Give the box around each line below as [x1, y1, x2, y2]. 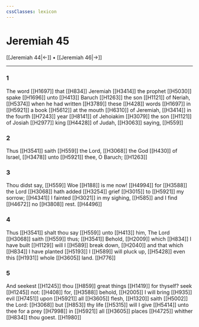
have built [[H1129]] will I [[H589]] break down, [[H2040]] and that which [6, 241, 184, 249]
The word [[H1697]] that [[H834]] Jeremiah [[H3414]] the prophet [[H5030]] [6, 87, 192, 95]
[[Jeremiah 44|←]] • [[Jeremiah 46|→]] [6, 54, 102, 61]
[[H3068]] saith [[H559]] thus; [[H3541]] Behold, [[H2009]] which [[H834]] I [6, 235, 191, 242]
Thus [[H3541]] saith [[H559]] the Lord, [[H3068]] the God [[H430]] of [6, 148, 178, 155]
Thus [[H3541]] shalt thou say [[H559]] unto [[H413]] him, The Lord [6, 229, 170, 236]
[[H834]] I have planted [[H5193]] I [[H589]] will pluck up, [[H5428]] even [6, 248, 185, 255]
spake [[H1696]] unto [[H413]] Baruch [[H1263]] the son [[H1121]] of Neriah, [6, 94, 191, 101]
